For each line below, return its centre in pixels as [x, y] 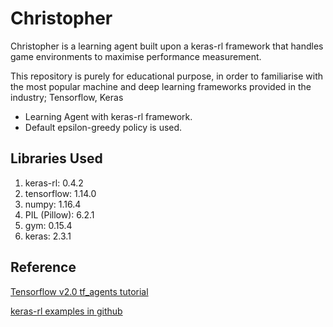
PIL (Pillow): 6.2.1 [59, 214]
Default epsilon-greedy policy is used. [103, 127]
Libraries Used [56, 158]
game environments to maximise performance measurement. [136, 56]
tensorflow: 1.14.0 [60, 193]
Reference [43, 267]
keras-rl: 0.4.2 [54, 183]
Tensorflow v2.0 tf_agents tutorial [79, 291]
